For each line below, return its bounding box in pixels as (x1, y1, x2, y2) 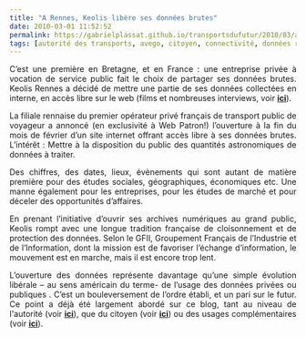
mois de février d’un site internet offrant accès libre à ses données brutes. (9, 129, 297, 141)
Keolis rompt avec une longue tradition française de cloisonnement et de (9, 223, 297, 234)
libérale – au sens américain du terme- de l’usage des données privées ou (9, 280, 297, 291)
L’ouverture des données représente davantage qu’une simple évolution (9, 270, 297, 281)
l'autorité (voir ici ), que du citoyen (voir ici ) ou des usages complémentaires (9, 309, 297, 320)
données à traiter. (9, 149, 76, 160)
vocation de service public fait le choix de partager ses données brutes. (9, 74, 297, 85)
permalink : (9, 30, 51, 39)
